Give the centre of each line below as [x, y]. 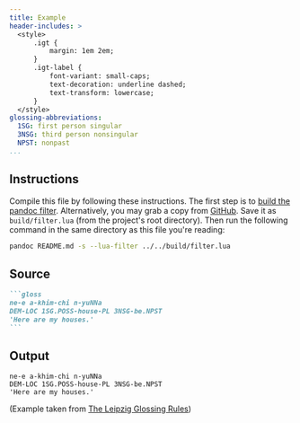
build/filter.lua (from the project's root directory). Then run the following [149, 220]
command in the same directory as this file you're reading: [117, 229]
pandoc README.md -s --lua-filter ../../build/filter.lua [120, 246]
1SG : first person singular [70, 127]
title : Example [38, 18]
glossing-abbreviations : [56, 118]
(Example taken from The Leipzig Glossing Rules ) [100, 409]
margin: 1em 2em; [82, 51]
